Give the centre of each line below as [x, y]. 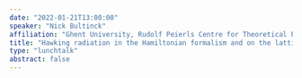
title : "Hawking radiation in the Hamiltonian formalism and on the [140, 43]
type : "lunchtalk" [44, 51]
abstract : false [40, 59]
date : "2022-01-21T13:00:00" [64, 17]
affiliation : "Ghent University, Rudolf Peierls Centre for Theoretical [148, 34]
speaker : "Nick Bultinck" [58, 26]
